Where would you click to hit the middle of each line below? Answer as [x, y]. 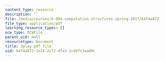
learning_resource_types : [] [35, 28]
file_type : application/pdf [34, 23]
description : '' [22, 14]
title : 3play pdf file [28, 46]
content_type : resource [29, 10]
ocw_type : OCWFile [24, 32]
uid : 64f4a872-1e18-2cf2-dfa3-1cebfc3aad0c [50, 51]
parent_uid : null [23, 37]
